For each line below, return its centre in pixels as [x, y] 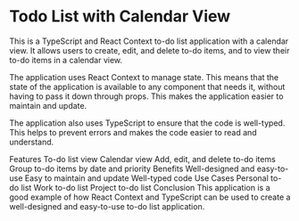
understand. [32, 142]
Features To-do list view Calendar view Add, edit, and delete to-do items [143, 159]
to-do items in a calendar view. [66, 60]
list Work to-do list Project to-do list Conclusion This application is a [145, 187]
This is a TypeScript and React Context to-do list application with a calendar [149, 41]
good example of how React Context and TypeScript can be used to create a [150, 197]
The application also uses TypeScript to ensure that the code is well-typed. [147, 123]
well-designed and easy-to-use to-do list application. [107, 206]
